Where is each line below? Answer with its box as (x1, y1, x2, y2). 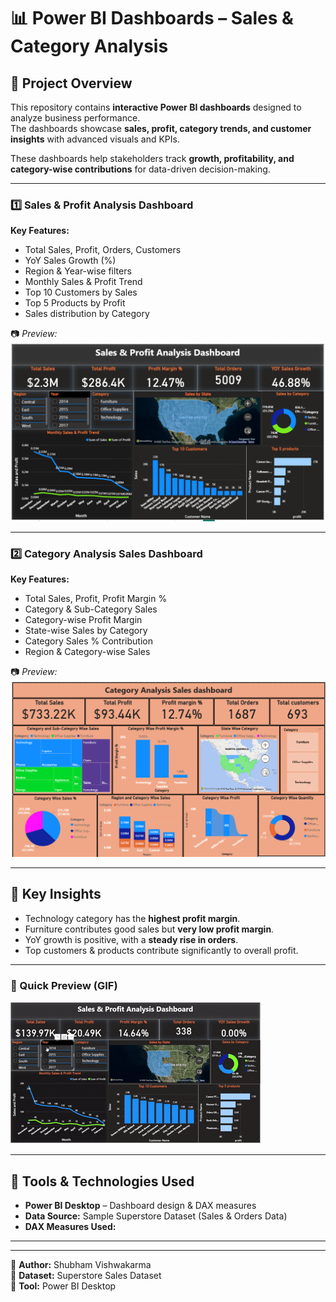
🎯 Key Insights (10, 886, 102, 903)
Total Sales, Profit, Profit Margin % (24, 593, 168, 605)
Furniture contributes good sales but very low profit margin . (24, 923, 275, 935)
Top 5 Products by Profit (24, 297, 126, 309)
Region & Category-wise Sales (24, 646, 151, 658)
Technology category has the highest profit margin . (24, 912, 241, 924)
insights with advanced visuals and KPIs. (10, 133, 180, 145)
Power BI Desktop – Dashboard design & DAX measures (24, 1200, 257, 1211)
